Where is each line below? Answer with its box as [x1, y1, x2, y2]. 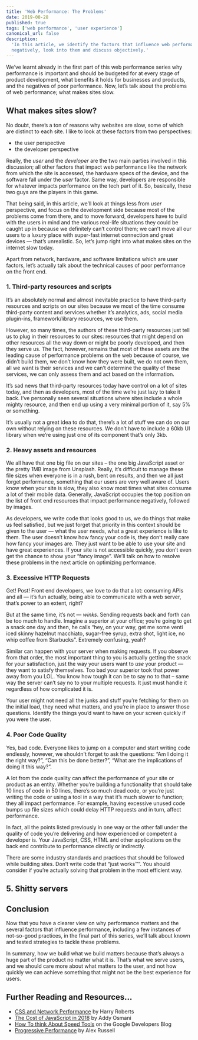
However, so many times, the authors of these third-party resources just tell [6, 326, 190, 333]
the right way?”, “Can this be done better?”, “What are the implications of [6, 756, 183, 764]
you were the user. [6, 716, 51, 723]
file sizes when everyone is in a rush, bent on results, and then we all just [6, 472, 184, 479]
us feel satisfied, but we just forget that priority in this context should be [6, 521, 181, 529]
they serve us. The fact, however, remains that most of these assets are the [6, 345, 190, 352]
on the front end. [6, 268, 47, 275]
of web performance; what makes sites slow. [6, 88, 115, 95]
